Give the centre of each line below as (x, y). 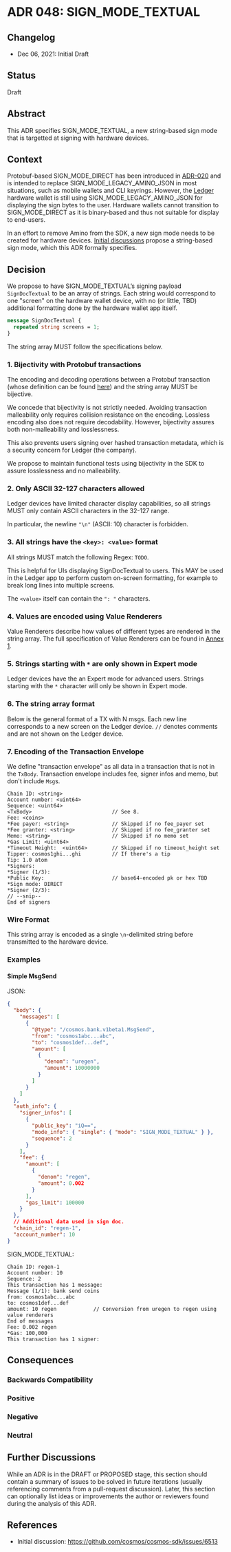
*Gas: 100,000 (27, 1333)
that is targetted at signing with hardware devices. (78, 138)
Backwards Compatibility (50, 1380)
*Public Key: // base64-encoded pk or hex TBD (107, 878)
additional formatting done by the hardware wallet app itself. (92, 308)
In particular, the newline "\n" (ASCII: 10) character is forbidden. (98, 524)
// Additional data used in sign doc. (69, 1222)
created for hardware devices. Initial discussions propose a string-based (110, 240)
